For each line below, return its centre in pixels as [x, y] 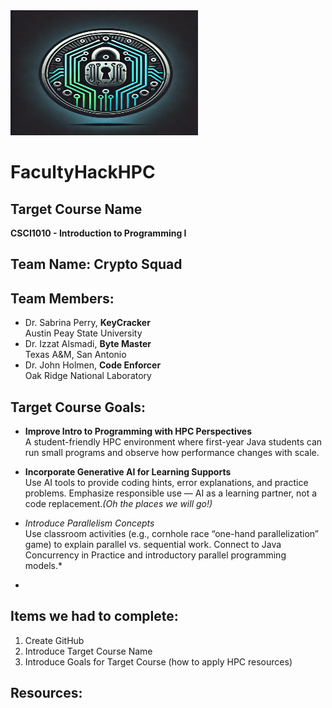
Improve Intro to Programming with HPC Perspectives [138, 431]
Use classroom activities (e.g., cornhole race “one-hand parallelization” [171, 534]
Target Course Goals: [78, 407]
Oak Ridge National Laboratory [88, 376]
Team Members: [62, 298]
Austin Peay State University [83, 333]
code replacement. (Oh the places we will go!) [118, 504]
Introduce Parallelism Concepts [89, 523]
